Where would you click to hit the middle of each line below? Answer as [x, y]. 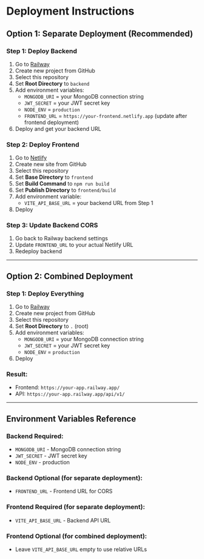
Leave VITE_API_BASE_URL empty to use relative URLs [81, 549]
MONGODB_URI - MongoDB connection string [68, 450]
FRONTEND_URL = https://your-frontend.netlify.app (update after [106, 116]
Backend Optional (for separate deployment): [74, 478]
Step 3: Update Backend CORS [52, 225]
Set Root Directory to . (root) [52, 326]
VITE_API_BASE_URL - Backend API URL [63, 520]
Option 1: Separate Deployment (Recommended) [100, 34]
